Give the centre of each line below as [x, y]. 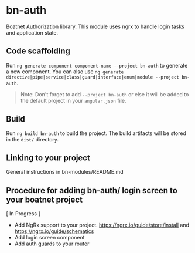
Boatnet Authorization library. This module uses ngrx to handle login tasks [95, 26]
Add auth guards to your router [52, 244]
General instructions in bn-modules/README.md [65, 172]
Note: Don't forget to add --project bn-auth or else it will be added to [105, 94]
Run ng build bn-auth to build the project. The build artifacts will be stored [96, 133]
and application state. [32, 32]
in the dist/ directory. [32, 139]
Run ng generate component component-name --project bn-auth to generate [97, 65]
